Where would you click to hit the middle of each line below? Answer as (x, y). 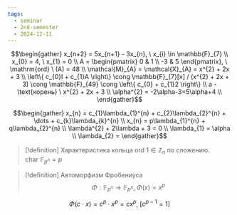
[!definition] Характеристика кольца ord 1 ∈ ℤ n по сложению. (117, 151)
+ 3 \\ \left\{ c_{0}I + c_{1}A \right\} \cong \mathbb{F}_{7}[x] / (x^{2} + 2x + (120, 77)
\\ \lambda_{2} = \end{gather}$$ (120, 136)
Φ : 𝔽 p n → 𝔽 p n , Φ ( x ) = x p (128, 187)
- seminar (28, 21)
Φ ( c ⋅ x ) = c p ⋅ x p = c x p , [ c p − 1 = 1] (120, 203)
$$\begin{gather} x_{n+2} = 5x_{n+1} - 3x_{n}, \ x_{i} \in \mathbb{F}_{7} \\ (120, 54)
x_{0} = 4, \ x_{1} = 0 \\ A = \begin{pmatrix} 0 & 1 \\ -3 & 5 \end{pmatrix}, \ (120, 62)
